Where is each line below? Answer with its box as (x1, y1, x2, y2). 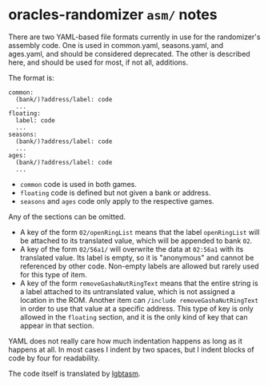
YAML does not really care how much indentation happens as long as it (8, 336, 242, 345)
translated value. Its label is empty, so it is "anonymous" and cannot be (19, 253, 254, 262)
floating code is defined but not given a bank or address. (19, 188, 211, 197)
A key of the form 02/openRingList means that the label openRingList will (19, 227, 260, 237)
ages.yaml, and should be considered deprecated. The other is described (8, 49, 250, 58)
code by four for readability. (8, 353, 100, 363)
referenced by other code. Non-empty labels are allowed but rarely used (19, 261, 259, 271)
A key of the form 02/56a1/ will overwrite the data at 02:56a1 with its (19, 244, 244, 253)
